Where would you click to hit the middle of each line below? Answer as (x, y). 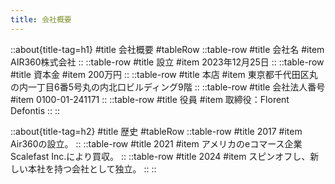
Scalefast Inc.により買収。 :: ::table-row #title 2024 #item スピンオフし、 (160, 156)
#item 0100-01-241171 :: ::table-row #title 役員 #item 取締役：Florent (150, 99)
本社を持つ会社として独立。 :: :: (92, 168)
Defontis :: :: (35, 110)
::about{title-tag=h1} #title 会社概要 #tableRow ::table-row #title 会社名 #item (167, 49)
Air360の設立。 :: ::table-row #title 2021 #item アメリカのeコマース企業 (156, 143)
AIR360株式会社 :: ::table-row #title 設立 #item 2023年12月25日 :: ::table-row (167, 62)
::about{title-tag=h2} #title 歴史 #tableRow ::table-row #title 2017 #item (156, 131)
